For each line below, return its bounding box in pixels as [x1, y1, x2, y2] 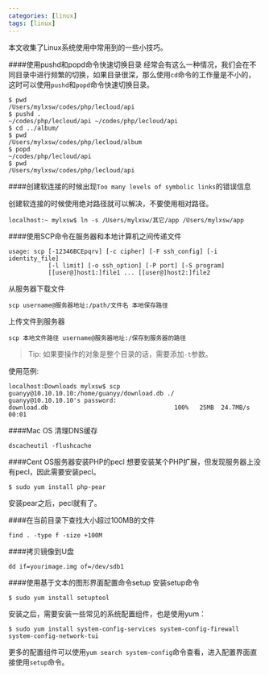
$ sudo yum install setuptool [8, 594, 110, 602]
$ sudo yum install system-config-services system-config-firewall [8, 625, 240, 633]
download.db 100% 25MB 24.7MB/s [8, 404, 250, 412]
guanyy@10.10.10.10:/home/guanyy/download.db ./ [8, 389, 175, 397]
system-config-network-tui [8, 632, 99, 640]
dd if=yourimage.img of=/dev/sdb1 [8, 562, 125, 570]
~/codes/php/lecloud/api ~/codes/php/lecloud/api [8, 117, 179, 125]
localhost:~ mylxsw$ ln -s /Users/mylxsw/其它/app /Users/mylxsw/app [8, 216, 244, 224]
